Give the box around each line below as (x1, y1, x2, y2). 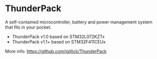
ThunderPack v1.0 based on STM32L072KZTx (12, 34, 105, 39)
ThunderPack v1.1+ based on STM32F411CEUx (12, 39, 106, 44)
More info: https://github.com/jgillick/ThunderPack (5, 48, 107, 54)
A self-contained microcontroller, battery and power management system (5, 19, 153, 25)
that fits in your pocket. (5, 24, 52, 30)
